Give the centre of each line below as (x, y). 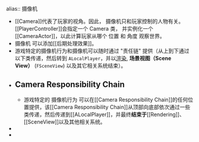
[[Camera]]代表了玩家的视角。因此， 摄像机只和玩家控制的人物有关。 (99, 21)
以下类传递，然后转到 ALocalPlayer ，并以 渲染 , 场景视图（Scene (93, 58)
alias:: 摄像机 (22, 9)
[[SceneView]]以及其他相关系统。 (64, 122)
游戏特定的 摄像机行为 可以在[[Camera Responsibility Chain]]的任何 (106, 99)
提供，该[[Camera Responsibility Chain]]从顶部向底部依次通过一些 (110, 107)
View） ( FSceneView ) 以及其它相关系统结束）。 (70, 66)
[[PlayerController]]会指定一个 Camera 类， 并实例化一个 (84, 29)
